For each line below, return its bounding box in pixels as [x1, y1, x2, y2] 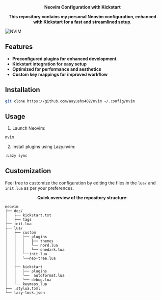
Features [5, 43, 33, 51]
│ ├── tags [5, 217, 32, 222]
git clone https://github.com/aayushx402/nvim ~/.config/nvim [5, 98, 135, 104]
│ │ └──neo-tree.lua [5, 256, 56, 261]
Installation [5, 86, 40, 94]
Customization [5, 167, 52, 175]
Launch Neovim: [12, 125, 46, 131]
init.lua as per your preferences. [5, 185, 74, 191]
